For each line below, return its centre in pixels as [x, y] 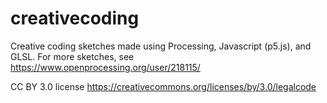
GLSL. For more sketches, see [72, 56]
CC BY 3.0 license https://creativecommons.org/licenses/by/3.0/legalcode [163, 86]
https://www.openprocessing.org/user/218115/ [105, 67]
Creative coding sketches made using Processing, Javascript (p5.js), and [161, 46]
